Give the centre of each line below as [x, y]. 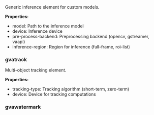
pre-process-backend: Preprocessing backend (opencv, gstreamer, [81, 36]
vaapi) [19, 42]
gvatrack [16, 59]
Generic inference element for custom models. [52, 7]
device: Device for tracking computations [54, 94]
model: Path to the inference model [48, 26]
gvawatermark [23, 107]
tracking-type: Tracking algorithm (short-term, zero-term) [71, 89]
